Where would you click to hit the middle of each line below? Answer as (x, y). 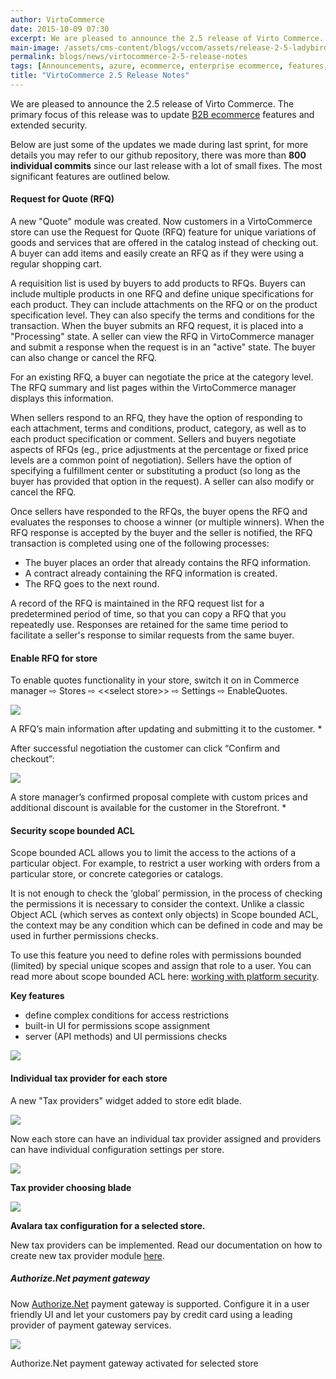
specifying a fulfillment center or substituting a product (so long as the (155, 471)
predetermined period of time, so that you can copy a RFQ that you (148, 614)
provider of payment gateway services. (91, 1325)
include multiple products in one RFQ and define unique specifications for (162, 294)
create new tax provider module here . (88, 1255)
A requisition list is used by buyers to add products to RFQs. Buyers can (158, 283)
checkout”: (32, 759)
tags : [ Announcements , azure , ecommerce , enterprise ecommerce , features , (169, 66)
